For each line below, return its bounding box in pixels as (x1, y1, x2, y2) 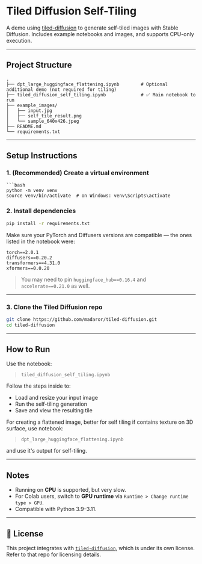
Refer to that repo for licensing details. (6, 551, 101, 558)
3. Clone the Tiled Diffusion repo (6, 303, 103, 311)
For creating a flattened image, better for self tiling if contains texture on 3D (6, 418, 194, 426)
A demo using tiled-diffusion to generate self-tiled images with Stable (6, 24, 179, 31)
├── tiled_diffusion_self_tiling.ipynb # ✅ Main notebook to (6, 91, 197, 98)
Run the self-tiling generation (14, 400, 87, 408)
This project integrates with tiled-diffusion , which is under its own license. (6, 545, 195, 552)
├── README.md (6, 123, 42, 129)
